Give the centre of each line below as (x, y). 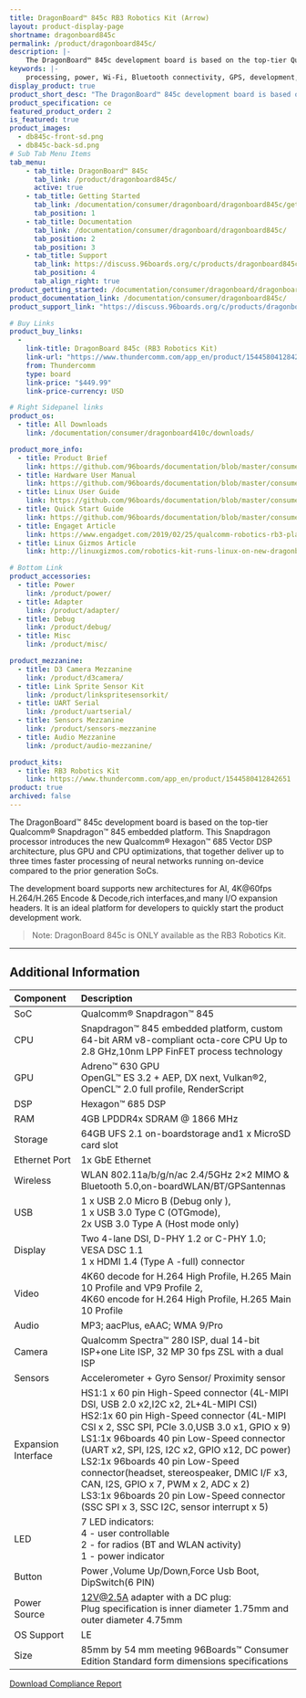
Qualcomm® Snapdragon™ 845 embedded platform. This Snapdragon (140, 831)
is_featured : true (44, 120)
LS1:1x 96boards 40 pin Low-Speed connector (183, 1438)
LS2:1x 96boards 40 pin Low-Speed (160, 1461)
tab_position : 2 (64, 238)
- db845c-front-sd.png (61, 137)
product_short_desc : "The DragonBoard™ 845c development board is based (150, 94)
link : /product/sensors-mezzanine (91, 729)
